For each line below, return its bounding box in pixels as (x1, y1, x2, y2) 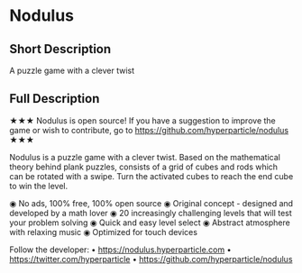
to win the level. (9, 180, 69, 191)
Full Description (9, 91, 100, 106)
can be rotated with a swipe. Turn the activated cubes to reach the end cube (9, 170, 294, 181)
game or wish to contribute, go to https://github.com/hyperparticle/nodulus (9, 124, 289, 135)
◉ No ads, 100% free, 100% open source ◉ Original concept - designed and (9, 197, 294, 208)
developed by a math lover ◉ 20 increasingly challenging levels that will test (9, 207, 293, 218)
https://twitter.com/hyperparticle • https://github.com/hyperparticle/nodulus (9, 253, 293, 264)
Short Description (9, 41, 112, 57)
